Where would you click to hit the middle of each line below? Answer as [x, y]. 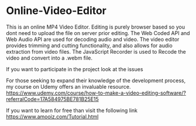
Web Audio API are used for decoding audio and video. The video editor [93, 39]
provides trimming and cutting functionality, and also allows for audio [89, 45]
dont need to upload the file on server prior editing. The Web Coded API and [98, 33]
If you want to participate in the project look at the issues [75, 69]
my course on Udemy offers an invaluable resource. [68, 86]
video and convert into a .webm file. [49, 58]
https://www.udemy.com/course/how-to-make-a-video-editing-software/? [96, 93]
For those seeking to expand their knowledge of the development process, [96, 80]
